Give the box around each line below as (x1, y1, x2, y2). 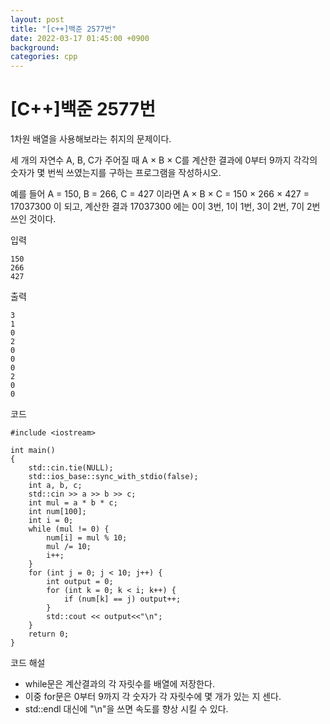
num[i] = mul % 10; (46, 533, 128, 543)
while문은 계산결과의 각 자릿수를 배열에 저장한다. (24, 678, 215, 690)
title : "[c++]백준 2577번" (10, 24, 117, 34)
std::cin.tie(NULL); (28, 463, 114, 473)
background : (10, 42, 60, 53)
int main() (10, 446, 56, 456)
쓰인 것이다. (10, 213, 57, 225)
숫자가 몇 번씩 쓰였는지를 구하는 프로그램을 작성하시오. (10, 167, 222, 179)
